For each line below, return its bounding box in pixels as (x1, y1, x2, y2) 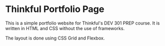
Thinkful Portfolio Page (5, 3, 105, 15)
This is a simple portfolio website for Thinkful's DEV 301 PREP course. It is (5, 20, 160, 26)
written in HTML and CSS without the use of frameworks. (5, 25, 125, 31)
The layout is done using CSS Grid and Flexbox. (5, 35, 105, 41)
